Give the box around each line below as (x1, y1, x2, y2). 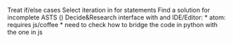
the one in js (7, 28, 44, 36)
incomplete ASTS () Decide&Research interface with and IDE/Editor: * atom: (7, 13, 226, 21)
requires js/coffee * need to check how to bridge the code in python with (7, 21, 218, 28)
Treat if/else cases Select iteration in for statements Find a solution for (7, 6, 211, 14)
